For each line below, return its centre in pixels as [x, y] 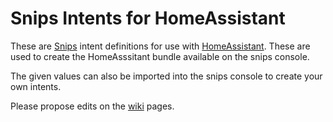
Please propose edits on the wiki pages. [92, 106]
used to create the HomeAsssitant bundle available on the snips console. [160, 56]
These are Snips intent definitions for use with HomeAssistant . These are [160, 46]
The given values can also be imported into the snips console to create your [166, 76]
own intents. [36, 86]
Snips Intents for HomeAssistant [148, 18]
